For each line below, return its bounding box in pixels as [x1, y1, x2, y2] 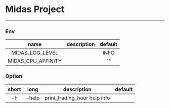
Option [5, 73, 23, 80]
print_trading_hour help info [45, 94, 110, 101]
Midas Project [5, 4, 65, 15]
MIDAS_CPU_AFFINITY [8, 58, 62, 65]
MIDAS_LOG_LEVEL [11, 49, 58, 57]
